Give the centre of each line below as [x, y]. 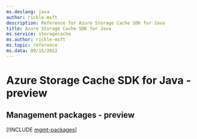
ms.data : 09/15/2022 [32, 51]
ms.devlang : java [28, 12]
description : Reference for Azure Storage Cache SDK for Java [86, 23]
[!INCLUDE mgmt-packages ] [41, 129]
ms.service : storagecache [38, 34]
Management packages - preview [71, 115]
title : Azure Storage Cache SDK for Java [59, 28]
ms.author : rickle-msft [36, 40]
